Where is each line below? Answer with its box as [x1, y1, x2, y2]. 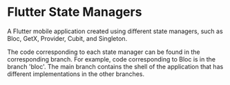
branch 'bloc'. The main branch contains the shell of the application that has [7, 62, 224, 70]
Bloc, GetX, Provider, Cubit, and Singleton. [7, 34, 128, 42]
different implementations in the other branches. [7, 70, 145, 78]
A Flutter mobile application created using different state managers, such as [7, 27, 223, 35]
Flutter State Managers [7, 4, 142, 20]
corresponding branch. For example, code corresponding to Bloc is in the [7, 55, 216, 63]
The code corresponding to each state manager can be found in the [7, 48, 200, 56]
